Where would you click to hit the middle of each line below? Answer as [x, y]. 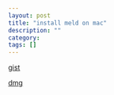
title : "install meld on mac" [58, 23]
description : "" [35, 30]
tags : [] [22, 45]
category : [24, 38]
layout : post [29, 15]
